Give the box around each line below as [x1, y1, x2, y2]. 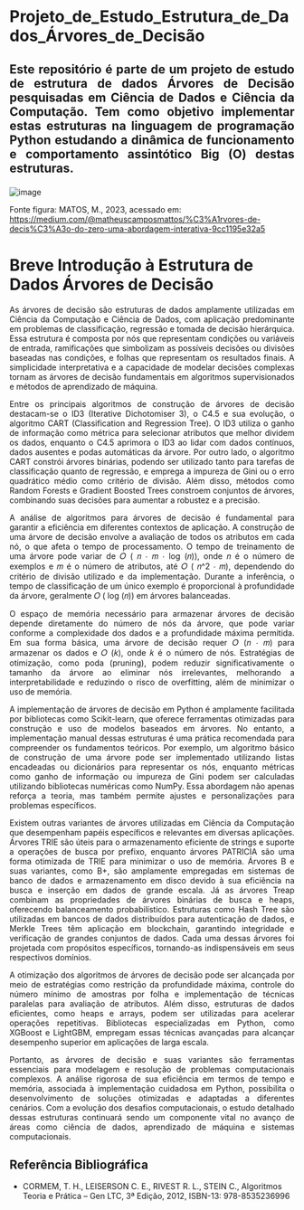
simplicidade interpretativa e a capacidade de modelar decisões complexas [9, 362, 295, 373]
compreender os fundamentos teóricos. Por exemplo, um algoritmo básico [9, 742, 295, 752]
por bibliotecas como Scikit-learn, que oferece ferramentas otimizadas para [9, 713, 295, 724]
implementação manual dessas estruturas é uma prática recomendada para [9, 733, 295, 743]
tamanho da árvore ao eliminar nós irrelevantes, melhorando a [9, 666, 295, 677]
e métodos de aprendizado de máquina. [9, 381, 158, 392]
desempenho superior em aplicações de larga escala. [9, 1036, 210, 1047]
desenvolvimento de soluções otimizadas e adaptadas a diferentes [9, 1092, 295, 1103]
